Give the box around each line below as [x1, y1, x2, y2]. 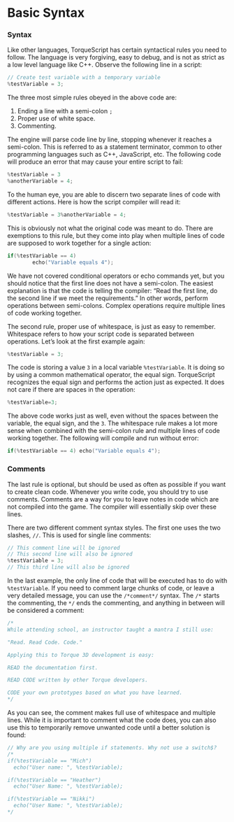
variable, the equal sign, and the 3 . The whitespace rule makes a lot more [7, 419, 218, 427]
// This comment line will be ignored [7, 544, 120, 551]
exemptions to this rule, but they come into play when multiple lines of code [7, 231, 225, 239]
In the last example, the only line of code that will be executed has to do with [7, 576, 228, 585]
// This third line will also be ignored [7, 564, 130, 571]
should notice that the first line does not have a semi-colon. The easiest [7, 278, 214, 288]
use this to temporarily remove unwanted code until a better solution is [7, 723, 211, 732]
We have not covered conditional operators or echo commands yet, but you [7, 271, 225, 280]
